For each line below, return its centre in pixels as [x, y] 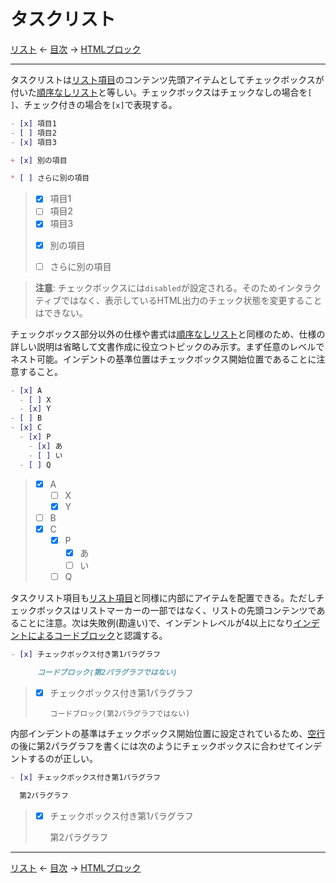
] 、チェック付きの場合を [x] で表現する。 [94, 104]
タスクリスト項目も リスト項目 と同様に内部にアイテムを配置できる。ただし [163, 598]
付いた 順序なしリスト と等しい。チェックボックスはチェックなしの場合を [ [161, 92]
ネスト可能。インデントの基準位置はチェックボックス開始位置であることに [163, 359]
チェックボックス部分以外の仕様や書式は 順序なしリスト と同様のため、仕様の [168, 334]
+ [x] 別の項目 [39, 160]
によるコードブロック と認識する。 [97, 636]
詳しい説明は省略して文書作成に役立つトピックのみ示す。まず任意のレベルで [167, 346]
